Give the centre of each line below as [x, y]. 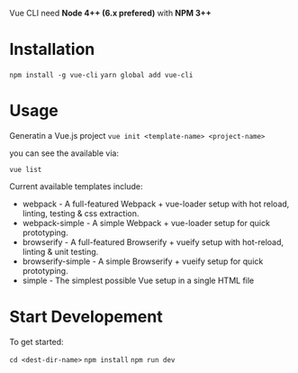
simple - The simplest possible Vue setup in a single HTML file [138, 280]
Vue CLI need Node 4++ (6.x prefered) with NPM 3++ [110, 13]
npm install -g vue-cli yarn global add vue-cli [101, 75]
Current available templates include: [76, 186]
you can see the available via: [64, 153]
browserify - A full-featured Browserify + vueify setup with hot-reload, [153, 241]
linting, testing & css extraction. [81, 213]
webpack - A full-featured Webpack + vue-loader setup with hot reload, [156, 204]
